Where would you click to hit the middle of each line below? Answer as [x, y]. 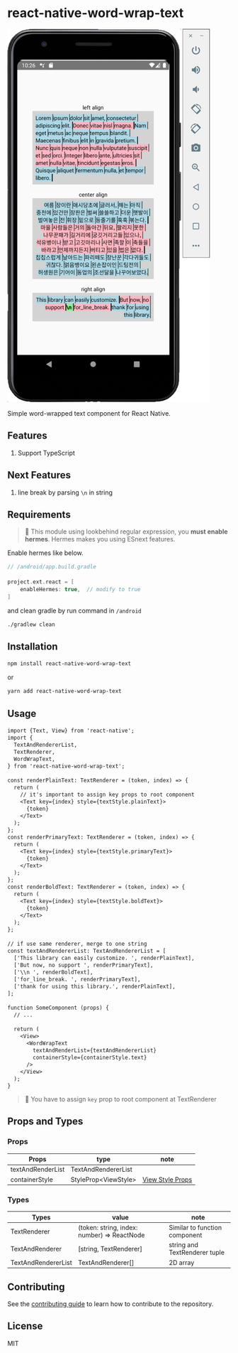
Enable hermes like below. [45, 553]
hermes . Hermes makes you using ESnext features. [100, 539]
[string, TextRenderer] [110, 1249]
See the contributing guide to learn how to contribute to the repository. [110, 1304]
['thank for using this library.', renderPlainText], [95, 986]
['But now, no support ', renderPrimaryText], [84, 965]
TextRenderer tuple [197, 1253]
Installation [33, 647]
